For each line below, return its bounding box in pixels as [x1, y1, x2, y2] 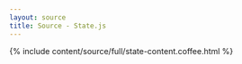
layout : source [9, 12, 67, 22]
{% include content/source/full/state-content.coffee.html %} [9, 45, 234, 56]
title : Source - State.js [9, 21, 106, 30]
